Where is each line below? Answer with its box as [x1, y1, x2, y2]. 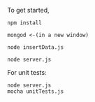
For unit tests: [7, 68, 47, 76]
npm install [7, 20, 42, 27]
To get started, [7, 6, 50, 14]
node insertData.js [7, 44, 64, 51]
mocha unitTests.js [7, 88, 64, 95]
